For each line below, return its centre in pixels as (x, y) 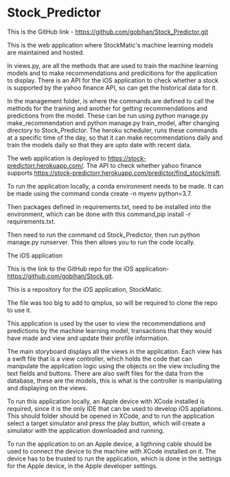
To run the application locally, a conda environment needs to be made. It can (115, 186)
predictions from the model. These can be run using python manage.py (108, 116)
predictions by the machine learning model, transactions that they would (109, 330)
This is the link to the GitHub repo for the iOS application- (88, 268)
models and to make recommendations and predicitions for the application (112, 73)
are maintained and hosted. (46, 52)
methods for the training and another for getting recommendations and (107, 108)
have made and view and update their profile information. (88, 338)
